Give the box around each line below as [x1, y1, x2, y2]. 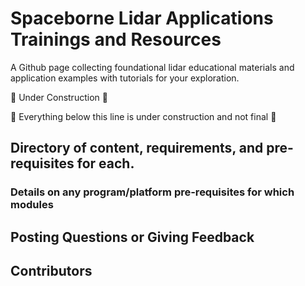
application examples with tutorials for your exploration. [10, 72, 240, 84]
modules [10, 198, 54, 212]
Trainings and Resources [10, 28, 222, 51]
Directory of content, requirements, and [10, 140, 264, 157]
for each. [76, 155, 135, 172]
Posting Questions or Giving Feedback [10, 228, 255, 246]
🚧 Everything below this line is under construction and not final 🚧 [10, 110, 277, 122]
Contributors [10, 263, 93, 280]
